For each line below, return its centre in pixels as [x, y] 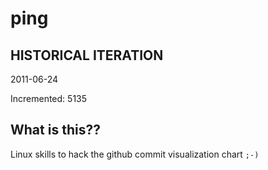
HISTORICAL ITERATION [87, 55]
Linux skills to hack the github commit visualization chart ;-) [135, 154]
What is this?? [55, 130]
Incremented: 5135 [49, 98]
